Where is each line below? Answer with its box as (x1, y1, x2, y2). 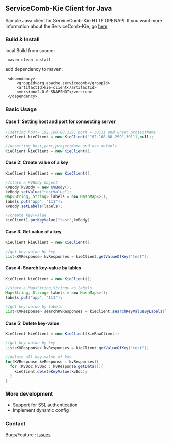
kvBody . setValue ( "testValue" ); (5, 189, 72, 194)
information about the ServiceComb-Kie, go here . (5, 23, 109, 29)
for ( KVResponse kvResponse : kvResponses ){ (5, 359, 99, 364)
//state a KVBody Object (5, 180, 58, 185)
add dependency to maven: (5, 66, 63, 72)
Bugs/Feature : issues (5, 431, 51, 438)
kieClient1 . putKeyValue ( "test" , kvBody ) (5, 217, 90, 223)
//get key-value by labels (5, 304, 63, 309)
